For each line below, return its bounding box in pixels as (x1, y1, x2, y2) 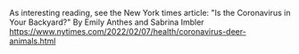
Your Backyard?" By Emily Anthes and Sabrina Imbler (9, 17, 204, 27)
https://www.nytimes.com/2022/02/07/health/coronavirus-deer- (9, 27, 247, 36)
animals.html (9, 35, 56, 46)
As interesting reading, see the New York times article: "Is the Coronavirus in (9, 8, 291, 18)
